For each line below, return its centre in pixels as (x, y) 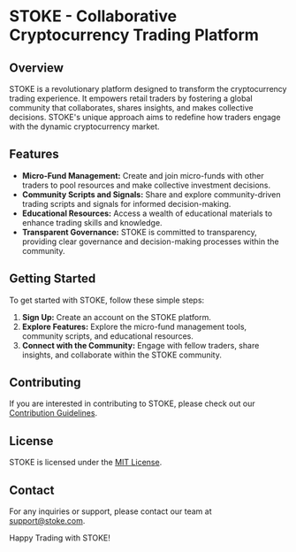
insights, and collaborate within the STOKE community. (122, 355)
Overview (37, 68)
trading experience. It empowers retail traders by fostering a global (131, 98)
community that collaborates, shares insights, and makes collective (131, 107)
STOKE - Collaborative (93, 16)
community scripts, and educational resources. (108, 336)
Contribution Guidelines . (53, 413)
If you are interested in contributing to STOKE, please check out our (132, 403)
